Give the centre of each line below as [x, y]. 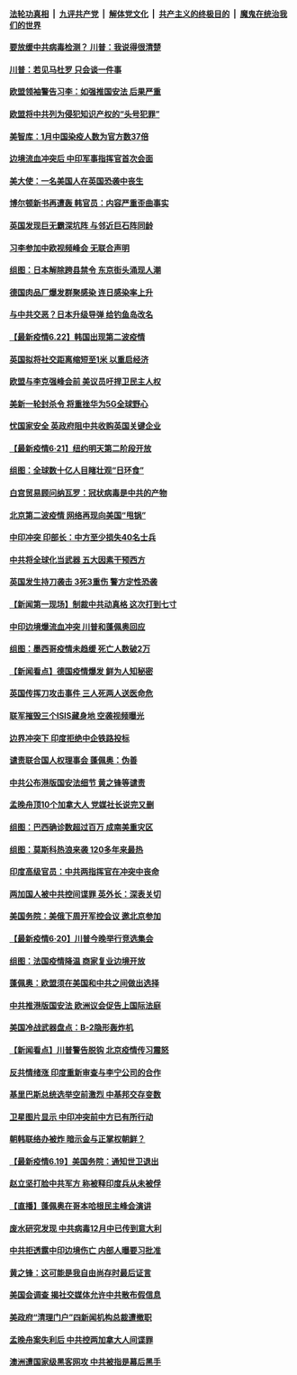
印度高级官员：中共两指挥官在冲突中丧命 [84, 872]
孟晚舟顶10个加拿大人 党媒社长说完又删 [82, 805]
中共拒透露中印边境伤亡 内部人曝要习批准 [85, 1251]
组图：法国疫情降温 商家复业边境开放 [77, 961]
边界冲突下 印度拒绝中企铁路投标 [70, 737]
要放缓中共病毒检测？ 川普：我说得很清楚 [85, 47]
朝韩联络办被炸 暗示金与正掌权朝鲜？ [77, 1139]
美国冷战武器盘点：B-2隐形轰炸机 [72, 1027]
